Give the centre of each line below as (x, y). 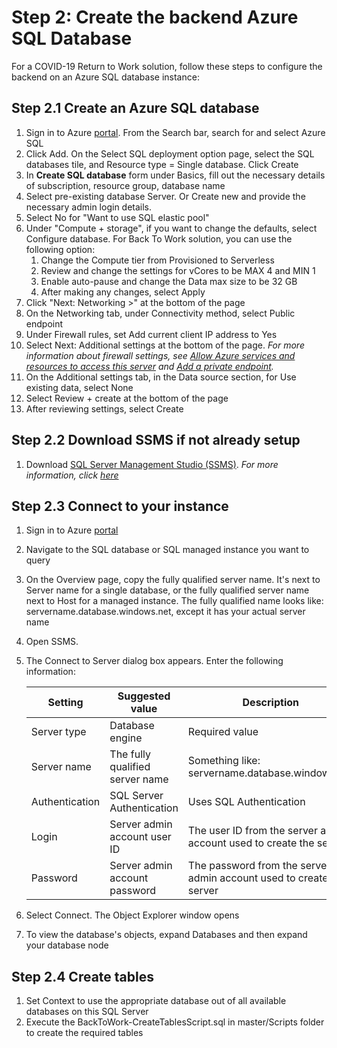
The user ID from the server (252, 831)
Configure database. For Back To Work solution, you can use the (159, 238)
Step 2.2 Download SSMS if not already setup (156, 440)
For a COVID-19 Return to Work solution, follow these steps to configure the (167, 66)
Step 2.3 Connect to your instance (120, 506)
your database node (67, 945)
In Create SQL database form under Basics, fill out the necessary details (175, 175)
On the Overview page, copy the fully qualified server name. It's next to (173, 580)
